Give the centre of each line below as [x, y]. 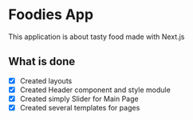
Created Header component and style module [95, 90]
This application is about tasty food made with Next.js [96, 37]
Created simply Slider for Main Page [79, 99]
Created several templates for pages [80, 107]
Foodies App [51, 15]
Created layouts [46, 80]
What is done [42, 62]
